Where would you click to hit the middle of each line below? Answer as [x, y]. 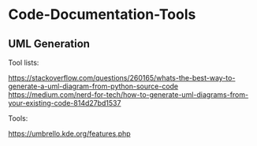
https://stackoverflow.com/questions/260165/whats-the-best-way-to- [122, 78]
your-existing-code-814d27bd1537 [65, 103]
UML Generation [49, 44]
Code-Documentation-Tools [102, 15]
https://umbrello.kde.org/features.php [70, 133]
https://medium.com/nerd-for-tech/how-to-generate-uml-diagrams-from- [128, 95]
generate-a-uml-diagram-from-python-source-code [93, 86]
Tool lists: [24, 62]
